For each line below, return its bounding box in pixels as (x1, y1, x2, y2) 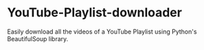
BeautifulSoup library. (7, 34, 69, 42)
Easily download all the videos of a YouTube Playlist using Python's (7, 27, 197, 36)
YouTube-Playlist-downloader (7, 5, 182, 21)
